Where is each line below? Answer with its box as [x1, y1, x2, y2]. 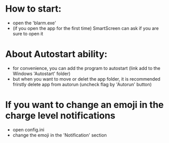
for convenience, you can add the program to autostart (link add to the [12, 65, 161, 71]
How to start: [5, 3, 62, 15]
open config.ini [12, 126, 45, 132]
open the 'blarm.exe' [12, 20, 57, 26]
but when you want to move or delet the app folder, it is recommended [12, 76, 160, 82]
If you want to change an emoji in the [5, 99, 164, 111]
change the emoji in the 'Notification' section [12, 132, 107, 138]
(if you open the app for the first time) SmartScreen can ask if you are [12, 25, 159, 31]
